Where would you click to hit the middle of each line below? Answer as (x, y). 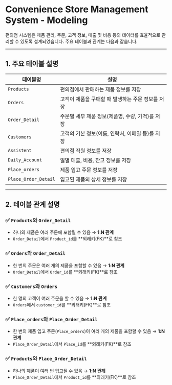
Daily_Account (25, 160)
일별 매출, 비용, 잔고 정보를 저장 (96, 160)
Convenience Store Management (77, 9)
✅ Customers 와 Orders (31, 286)
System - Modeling (47, 20)
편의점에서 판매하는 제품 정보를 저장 (101, 89)
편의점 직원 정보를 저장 (86, 151)
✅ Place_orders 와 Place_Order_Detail (51, 319)
